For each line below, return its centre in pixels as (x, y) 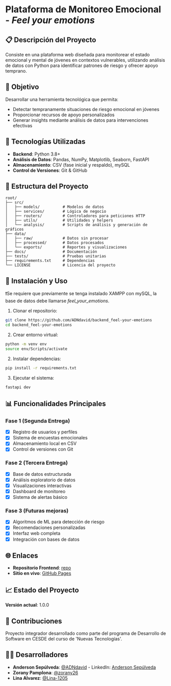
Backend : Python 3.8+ (36, 154)
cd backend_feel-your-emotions (39, 325)
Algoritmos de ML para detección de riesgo (59, 522)
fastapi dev (18, 387)
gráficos (15, 229)
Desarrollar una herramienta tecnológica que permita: (62, 99)
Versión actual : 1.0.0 (27, 605)
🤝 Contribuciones (34, 621)
